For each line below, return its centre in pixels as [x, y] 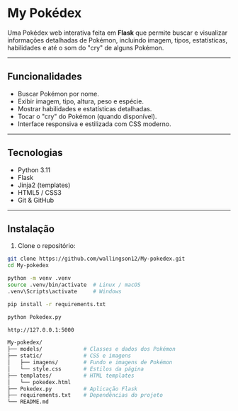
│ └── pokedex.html [39, 382]
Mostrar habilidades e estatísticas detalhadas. [85, 108]
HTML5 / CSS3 [39, 192]
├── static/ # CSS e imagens [69, 356]
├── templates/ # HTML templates [71, 376]
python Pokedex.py [34, 317]
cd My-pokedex [28, 266]
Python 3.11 [34, 170]
